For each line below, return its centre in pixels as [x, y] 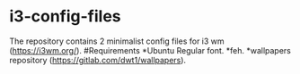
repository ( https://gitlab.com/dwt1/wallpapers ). [98, 60]
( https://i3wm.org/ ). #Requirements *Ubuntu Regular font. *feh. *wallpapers [150, 50]
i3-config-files [65, 16]
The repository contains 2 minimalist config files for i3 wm [117, 41]
